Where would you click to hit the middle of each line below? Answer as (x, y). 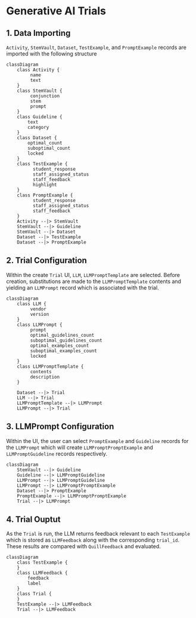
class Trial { (34, 594)
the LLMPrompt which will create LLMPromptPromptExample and (80, 447)
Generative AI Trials (56, 11)
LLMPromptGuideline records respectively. (57, 453)
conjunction (45, 96)
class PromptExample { (45, 195)
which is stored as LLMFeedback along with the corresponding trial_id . (93, 540)
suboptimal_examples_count (63, 350)
